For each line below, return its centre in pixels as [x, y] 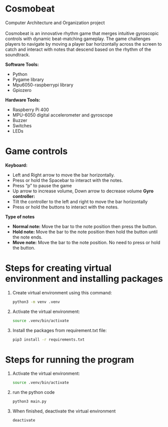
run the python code [34, 392]
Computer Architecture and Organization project [55, 23]
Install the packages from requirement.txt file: [59, 330]
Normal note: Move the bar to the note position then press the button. [85, 226]
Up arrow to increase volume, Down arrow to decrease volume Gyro [83, 191]
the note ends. [27, 237]
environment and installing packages [84, 279]
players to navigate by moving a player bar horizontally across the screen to [83, 44]
